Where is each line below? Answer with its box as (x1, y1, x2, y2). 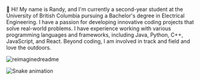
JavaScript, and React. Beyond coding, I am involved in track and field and (6, 38, 190, 45)
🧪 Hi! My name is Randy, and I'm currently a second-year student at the (6, 6, 183, 13)
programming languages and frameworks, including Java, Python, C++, (6, 31, 183, 38)
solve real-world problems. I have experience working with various (6, 25, 171, 32)
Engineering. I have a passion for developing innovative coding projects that (6, 19, 194, 25)
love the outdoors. (6, 44, 52, 51)
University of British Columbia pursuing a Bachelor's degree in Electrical (6, 12, 185, 19)
